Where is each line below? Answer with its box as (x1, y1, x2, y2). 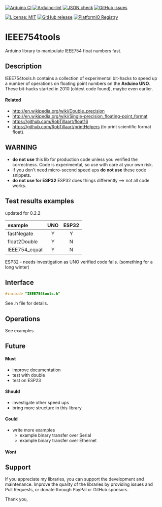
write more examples (12, 427, 55, 433)
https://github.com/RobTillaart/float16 (12, 118, 89, 124)
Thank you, (5, 496, 28, 502)
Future (5, 342, 26, 351)
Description (5, 62, 42, 71)
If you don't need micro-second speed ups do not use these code (12, 167, 147, 173)
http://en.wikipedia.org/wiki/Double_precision (12, 108, 105, 114)
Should (5, 389, 20, 394)
